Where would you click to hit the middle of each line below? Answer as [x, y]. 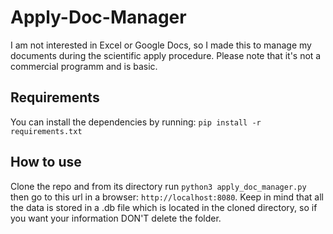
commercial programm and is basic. [84, 66]
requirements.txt [46, 131]
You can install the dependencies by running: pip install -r [136, 122]
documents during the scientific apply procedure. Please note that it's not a [166, 55]
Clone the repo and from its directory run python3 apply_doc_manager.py [158, 186]
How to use [46, 162]
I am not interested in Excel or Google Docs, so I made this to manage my [161, 45]
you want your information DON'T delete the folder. [116, 218]
